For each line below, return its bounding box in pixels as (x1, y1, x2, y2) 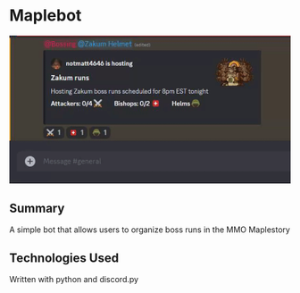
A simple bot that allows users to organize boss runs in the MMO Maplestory (9, 224, 290, 235)
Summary (9, 200, 65, 215)
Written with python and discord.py (9, 274, 139, 285)
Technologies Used (9, 250, 119, 265)
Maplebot (9, 5, 82, 26)
